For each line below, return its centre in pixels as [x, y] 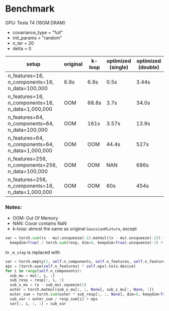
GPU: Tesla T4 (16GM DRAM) [35, 23]
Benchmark [30, 9]
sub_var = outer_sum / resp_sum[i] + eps [54, 299]
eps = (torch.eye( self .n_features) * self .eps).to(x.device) [71, 266]
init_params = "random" [37, 38]
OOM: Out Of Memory [35, 218]
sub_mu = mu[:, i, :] [32, 276]
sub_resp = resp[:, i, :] [37, 280]
